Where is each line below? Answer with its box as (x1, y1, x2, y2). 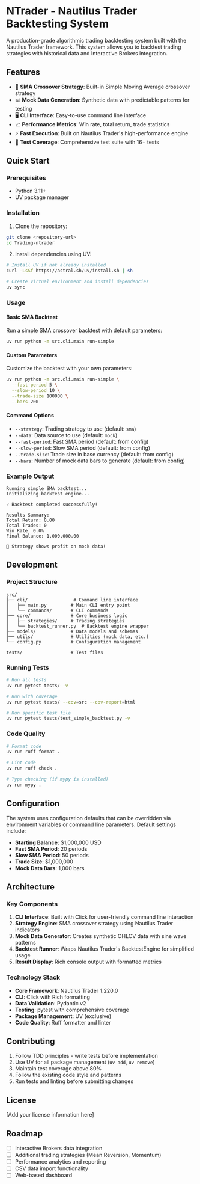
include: (6, 827, 26, 834)
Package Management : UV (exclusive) (14, 1012, 112, 1020)
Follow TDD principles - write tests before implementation (14, 1052, 158, 1060)
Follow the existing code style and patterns (14, 1072, 122, 1079)
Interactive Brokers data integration (14, 1144, 103, 1152)
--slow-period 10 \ (11, 387, 61, 393)
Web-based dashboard (14, 1171, 73, 1179)
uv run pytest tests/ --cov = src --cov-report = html (6, 699, 136, 705)
